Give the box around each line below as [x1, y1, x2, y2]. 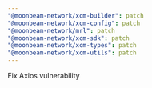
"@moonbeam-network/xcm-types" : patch [7, 42, 137, 50]
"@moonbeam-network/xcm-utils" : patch [7, 49, 137, 57]
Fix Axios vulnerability [7, 71, 81, 80]
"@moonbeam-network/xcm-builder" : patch [7, 11, 145, 20]
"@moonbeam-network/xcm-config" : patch [7, 19, 141, 27]
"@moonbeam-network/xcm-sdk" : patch [7, 34, 130, 42]
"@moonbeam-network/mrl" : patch [7, 26, 115, 34]
